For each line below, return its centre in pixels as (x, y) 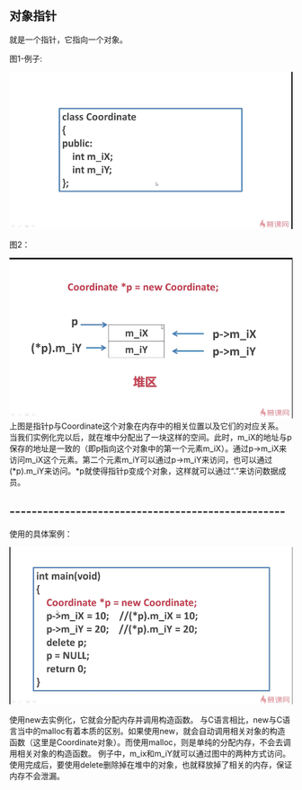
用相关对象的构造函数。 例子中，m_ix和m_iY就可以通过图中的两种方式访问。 (150, 753)
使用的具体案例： (41, 534)
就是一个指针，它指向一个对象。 (68, 40)
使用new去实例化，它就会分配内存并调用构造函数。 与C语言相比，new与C (146, 719)
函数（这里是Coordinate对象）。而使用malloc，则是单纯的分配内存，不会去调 (151, 742)
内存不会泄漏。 (37, 776)
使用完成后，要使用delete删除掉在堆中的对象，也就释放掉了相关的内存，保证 (151, 764)
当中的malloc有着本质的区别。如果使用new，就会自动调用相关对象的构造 (151, 731)
